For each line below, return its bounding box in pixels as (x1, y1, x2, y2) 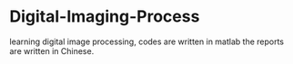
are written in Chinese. (9, 45, 95, 56)
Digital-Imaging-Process (9, 6, 200, 27)
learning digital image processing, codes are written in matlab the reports (9, 36, 285, 47)
